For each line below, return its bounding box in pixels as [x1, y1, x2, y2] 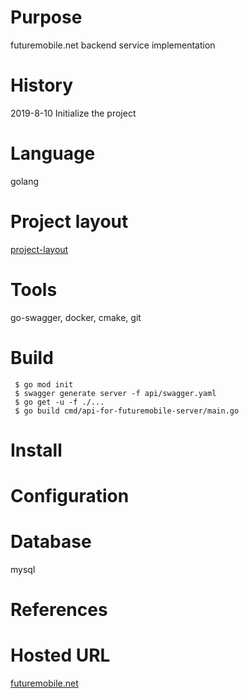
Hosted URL [10, 644, 111, 667]
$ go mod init [14, 379, 74, 390]
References [10, 599, 108, 621]
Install [10, 439, 63, 461]
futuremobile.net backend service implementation [10, 39, 216, 51]
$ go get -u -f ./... [14, 397, 105, 407]
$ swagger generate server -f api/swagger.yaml [14, 388, 217, 398]
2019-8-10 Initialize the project [10, 107, 137, 119]
